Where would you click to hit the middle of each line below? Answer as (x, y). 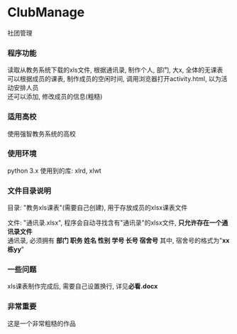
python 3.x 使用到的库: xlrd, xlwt (54, 171)
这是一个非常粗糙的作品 (42, 323)
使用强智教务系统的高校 (42, 134)
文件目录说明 (29, 190)
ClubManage (46, 12)
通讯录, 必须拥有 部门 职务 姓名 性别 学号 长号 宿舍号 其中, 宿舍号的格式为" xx (118, 241)
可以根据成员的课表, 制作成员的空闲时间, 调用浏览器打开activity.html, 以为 (114, 79)
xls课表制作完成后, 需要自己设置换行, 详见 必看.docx (83, 286)
